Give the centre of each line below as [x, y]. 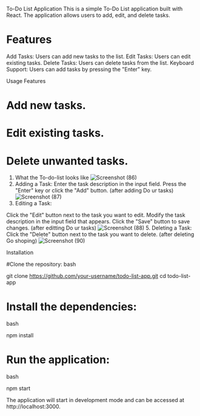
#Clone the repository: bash [41, 264]
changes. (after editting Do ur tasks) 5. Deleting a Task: [99, 228]
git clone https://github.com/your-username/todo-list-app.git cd [86, 276]
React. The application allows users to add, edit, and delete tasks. [88, 15]
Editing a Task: [33, 203]
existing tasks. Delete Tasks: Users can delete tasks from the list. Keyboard [100, 62]
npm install [20, 335]
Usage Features [26, 81]
